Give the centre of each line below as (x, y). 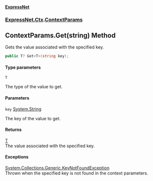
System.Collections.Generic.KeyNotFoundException (57, 168)
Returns (13, 129)
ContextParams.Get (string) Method (61, 35)
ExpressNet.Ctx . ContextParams (44, 20)
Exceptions (17, 157)
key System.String (23, 109)
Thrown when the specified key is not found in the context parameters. (77, 173)
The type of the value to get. (34, 87)
